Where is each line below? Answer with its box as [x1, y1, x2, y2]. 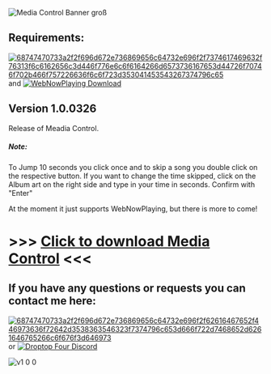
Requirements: [8, 31, 85, 45]
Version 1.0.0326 [8, 102, 97, 116]
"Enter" [8, 188, 33, 198]
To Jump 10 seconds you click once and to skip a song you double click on [8, 162, 258, 172]
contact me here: [8, 294, 97, 308]
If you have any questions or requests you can [8, 282, 247, 295]
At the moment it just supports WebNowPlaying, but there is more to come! [8, 203, 258, 214]
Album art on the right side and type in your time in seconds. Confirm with [8, 179, 256, 189]
